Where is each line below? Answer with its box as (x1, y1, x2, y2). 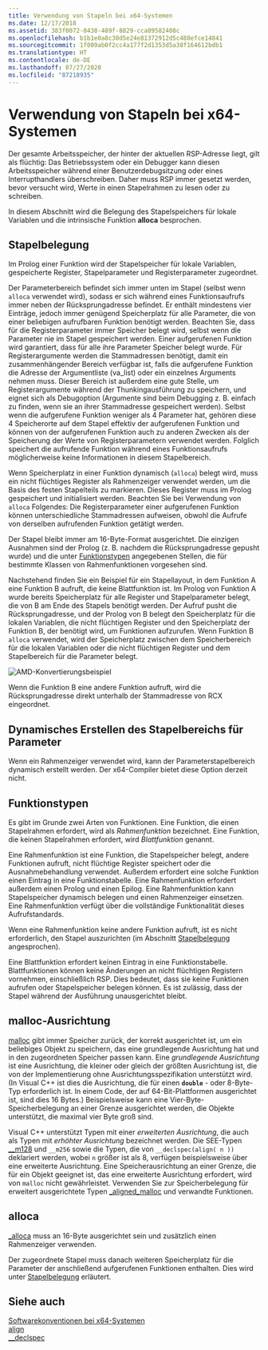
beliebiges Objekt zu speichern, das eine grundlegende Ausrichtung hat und (8, 1044, 259, 1053)
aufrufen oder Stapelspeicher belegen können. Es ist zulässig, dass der (8, 983, 243, 992)
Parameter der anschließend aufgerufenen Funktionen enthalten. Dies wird (8, 1263, 254, 1273)
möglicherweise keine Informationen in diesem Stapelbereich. (8, 452, 211, 463)
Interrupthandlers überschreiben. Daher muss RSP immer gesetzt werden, (8, 174, 252, 184)
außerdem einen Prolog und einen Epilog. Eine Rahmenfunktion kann (8, 884, 234, 894)
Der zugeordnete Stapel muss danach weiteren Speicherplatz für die (8, 1254, 234, 1265)
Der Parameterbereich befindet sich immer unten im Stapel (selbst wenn (8, 283, 246, 293)
